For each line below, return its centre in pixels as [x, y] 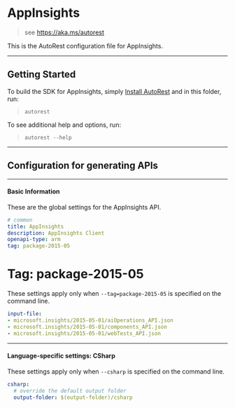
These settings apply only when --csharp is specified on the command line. [116, 371]
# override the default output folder [70, 390]
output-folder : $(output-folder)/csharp [73, 397]
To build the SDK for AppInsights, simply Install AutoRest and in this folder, [114, 91]
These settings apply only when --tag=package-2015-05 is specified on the [114, 294]
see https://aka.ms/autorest [64, 32]
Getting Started [42, 75]
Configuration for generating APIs [83, 166]
